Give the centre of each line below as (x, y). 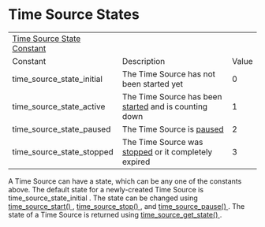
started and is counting (164, 106)
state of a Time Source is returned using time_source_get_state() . (115, 214)
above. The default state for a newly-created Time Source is (106, 189)
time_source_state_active (59, 106)
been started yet (153, 84)
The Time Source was (162, 142)
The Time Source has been (172, 96)
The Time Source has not (168, 74)
